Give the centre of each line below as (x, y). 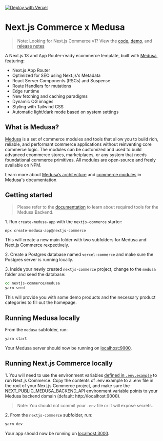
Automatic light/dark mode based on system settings (65, 112)
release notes (31, 46)
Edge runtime (26, 91)
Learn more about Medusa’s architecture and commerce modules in (73, 174)
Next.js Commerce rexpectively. (37, 245)
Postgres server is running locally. (39, 260)
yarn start (16, 339)
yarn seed (15, 288)
